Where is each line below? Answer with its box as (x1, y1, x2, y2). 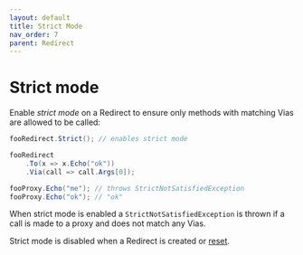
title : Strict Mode (9, 22, 83, 31)
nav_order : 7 (9, 30, 59, 39)
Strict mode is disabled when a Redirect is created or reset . (9, 236, 231, 247)
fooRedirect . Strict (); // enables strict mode (9, 135, 188, 144)
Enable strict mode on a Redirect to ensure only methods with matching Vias (9, 108, 294, 118)
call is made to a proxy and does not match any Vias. (9, 218, 206, 229)
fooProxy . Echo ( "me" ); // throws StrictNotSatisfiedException (9, 184, 245, 193)
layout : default (9, 13, 71, 23)
